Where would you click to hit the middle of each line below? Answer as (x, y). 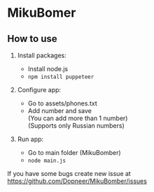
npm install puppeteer (61, 77)
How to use (32, 39)
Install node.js (48, 69)
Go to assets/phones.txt (63, 103)
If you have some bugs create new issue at (69, 173)
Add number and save (60, 111)
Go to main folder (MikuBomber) (74, 153)
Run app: (30, 139)
